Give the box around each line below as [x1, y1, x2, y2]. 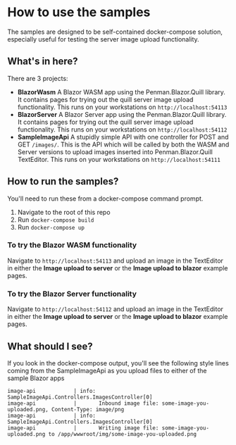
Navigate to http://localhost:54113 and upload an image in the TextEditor [7, 256, 224, 265]
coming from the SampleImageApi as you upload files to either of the [7, 366, 207, 375]
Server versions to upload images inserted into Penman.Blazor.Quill [17, 147, 213, 156]
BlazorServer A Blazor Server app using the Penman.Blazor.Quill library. [17, 110, 227, 118]
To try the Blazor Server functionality [7, 289, 137, 299]
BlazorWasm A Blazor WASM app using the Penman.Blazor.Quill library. [17, 87, 225, 96]
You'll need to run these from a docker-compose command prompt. [7, 194, 204, 203]
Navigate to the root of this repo [17, 208, 111, 216]
